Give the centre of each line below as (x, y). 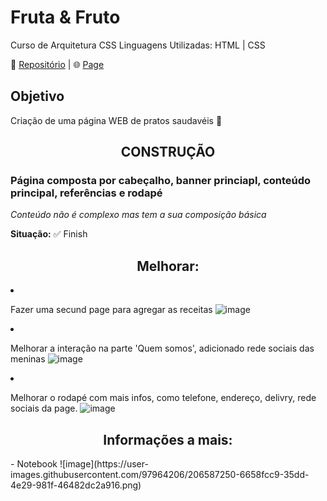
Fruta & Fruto (65, 17)
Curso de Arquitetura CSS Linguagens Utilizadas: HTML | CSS (138, 45)
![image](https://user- (104, 464)
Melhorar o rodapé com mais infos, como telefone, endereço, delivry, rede (163, 398)
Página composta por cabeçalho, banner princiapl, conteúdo (161, 181)
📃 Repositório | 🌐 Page (57, 64)
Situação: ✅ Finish (49, 234)
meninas (28, 359)
